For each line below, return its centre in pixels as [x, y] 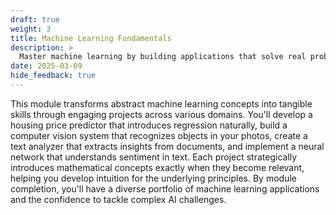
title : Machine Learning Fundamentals [91, 38]
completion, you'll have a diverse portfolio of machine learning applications [165, 188]
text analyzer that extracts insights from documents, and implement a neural [167, 146]
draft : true [35, 19]
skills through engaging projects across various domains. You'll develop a [161, 114]
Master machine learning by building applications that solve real [163, 57]
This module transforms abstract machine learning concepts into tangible [161, 103]
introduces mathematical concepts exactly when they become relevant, [157, 167]
